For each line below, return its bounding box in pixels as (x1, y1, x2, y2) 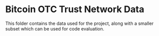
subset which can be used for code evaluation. (5, 25, 105, 31)
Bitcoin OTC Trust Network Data (5, 4, 145, 15)
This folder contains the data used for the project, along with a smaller (5, 20, 154, 26)
